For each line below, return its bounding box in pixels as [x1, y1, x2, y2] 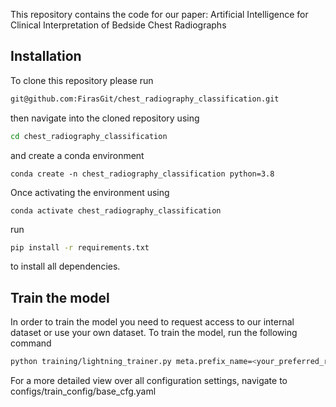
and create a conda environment [10, 149, 145, 161]
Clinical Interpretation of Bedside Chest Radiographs [10, 19, 227, 31]
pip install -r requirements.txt [10, 242, 150, 253]
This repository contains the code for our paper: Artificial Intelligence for [10, 9, 309, 20]
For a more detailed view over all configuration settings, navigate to [10, 375, 288, 387]
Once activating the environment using [10, 186, 170, 198]
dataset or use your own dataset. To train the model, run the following [10, 327, 298, 339]
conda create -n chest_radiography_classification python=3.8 [10, 169, 275, 179]
